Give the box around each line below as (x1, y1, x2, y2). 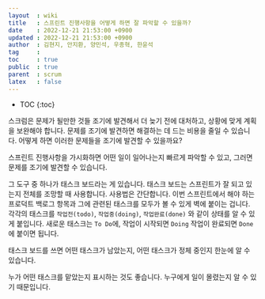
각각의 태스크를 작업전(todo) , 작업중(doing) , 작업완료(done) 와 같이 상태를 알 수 (8, 209, 248, 218)
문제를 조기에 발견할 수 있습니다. (8, 162, 108, 172)
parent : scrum (8, 70, 62, 78)
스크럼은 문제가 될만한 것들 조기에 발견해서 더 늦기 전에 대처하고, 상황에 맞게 (8, 115, 243, 125)
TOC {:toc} (19, 100, 55, 109)
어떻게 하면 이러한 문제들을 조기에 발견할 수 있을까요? (18, 135, 183, 145)
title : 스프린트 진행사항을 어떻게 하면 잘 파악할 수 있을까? (8, 19, 191, 27)
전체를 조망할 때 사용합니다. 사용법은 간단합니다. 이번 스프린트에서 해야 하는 (22, 189, 256, 199)
